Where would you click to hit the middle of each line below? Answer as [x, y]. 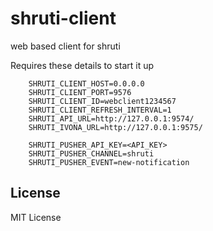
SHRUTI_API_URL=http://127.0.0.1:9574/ [111, 118]
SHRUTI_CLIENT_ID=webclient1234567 [102, 101]
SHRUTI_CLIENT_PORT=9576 [80, 92]
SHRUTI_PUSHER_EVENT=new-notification [109, 162]
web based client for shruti [65, 46]
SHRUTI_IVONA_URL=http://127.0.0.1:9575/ [115, 127]
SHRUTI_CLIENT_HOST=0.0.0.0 [86, 83]
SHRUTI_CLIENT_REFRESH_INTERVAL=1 [100, 110]
